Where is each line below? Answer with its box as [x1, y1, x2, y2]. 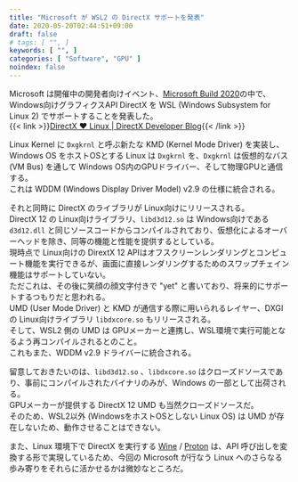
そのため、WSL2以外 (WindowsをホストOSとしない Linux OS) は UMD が [9, 411, 278, 421]
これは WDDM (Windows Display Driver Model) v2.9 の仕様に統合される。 [9, 184, 280, 194]
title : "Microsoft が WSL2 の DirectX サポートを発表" [9, 12, 205, 22]
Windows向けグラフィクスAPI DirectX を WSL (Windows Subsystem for [9, 99, 271, 110]
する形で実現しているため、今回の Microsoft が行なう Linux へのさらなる [16, 452, 283, 462]
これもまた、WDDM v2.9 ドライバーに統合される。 [9, 347, 197, 357]
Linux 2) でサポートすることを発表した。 [9, 110, 158, 121]
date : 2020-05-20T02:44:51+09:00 [9, 21, 133, 30]
